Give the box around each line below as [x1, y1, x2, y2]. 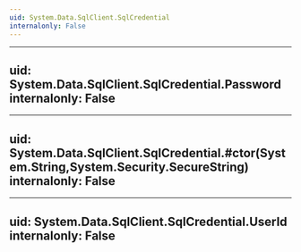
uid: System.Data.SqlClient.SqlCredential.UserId [9, 214, 288, 229]
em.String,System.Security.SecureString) [9, 159, 249, 174]
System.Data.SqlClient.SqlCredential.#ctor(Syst [9, 145, 287, 161]
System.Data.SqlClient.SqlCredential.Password [9, 77, 282, 92]
